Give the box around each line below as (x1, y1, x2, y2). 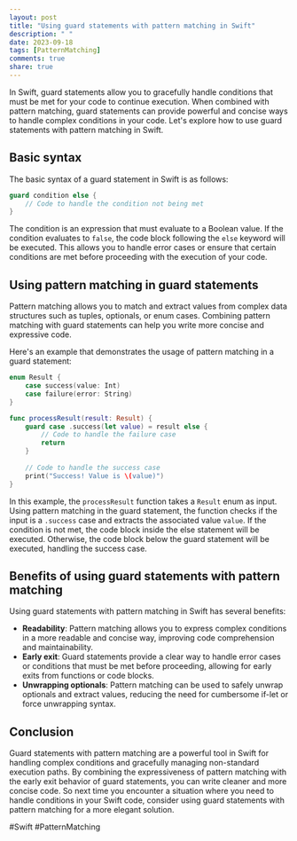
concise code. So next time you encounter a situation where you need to (9, 786, 275, 797)
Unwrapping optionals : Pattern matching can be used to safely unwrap (21, 680, 284, 690)
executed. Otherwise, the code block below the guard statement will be (9, 533, 270, 544)
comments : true (9, 54, 66, 63)
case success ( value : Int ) (25, 381, 121, 390)
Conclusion (9, 724, 74, 739)
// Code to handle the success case (25, 463, 161, 472)
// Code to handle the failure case (41, 430, 176, 439)
